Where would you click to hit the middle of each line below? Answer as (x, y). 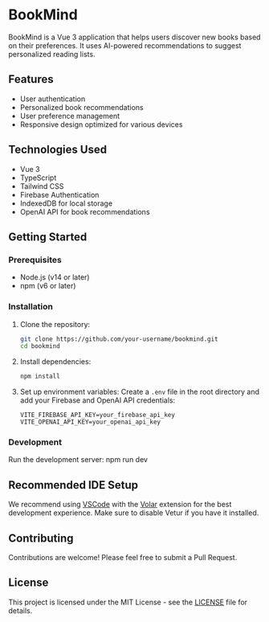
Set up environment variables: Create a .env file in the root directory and (139, 392)
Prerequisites (35, 260)
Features (31, 79)
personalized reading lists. (52, 54)
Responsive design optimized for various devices (101, 124)
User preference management (70, 116)
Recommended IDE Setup (73, 485)
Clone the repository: (55, 324)
